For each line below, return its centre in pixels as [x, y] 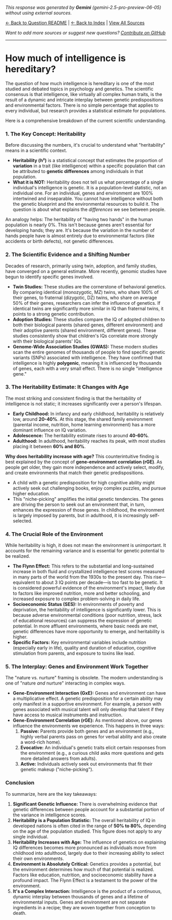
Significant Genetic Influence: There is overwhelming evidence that [85, 804]
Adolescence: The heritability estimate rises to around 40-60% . [81, 435]
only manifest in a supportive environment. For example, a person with [87, 704]
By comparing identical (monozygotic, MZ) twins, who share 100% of [85, 292]
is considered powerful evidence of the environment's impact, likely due [89, 588]
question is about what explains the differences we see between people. [89, 209]
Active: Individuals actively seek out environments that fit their [86, 764]
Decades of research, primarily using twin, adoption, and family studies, [81, 266]
